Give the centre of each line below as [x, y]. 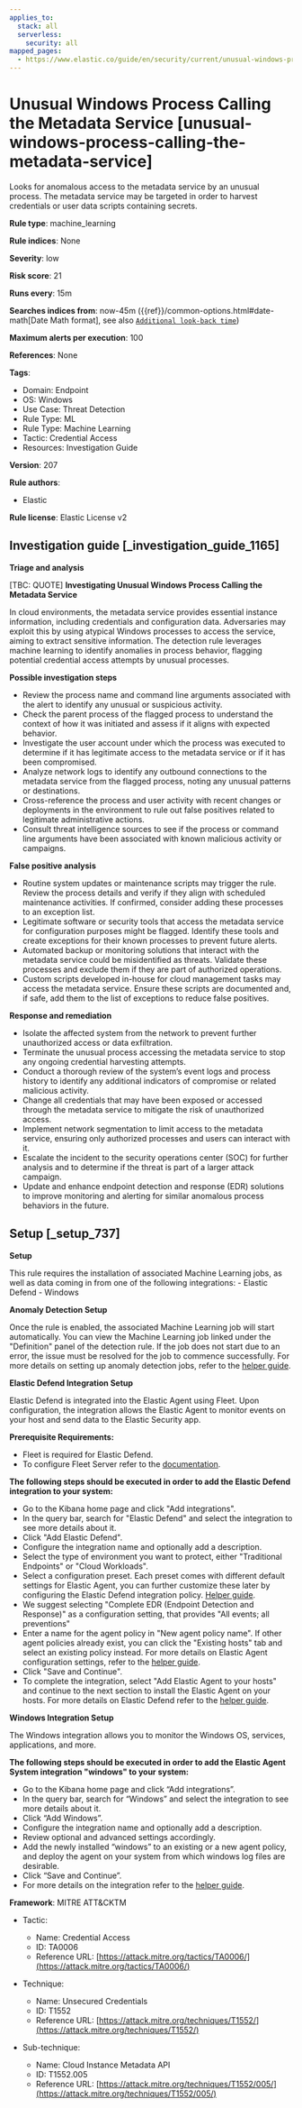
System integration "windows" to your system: [99, 1772]
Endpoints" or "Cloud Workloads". [85, 1566]
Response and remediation [61, 1015]
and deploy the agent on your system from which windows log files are [154, 1856]
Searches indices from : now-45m [73, 310]
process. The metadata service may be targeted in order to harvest [133, 196]
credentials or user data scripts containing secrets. [103, 206]
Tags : [20, 372]
